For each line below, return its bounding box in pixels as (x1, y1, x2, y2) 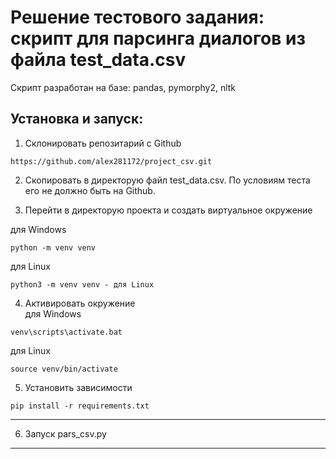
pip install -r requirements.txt (10, 401, 150, 411)
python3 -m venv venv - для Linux (10, 279, 155, 290)
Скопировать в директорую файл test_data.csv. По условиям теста (24, 174, 311, 186)
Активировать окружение (24, 297, 136, 309)
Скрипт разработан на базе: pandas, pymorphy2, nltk (10, 81, 237, 93)
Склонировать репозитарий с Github (24, 137, 182, 149)
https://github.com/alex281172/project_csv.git (10, 156, 213, 166)
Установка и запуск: (10, 111, 144, 128)
